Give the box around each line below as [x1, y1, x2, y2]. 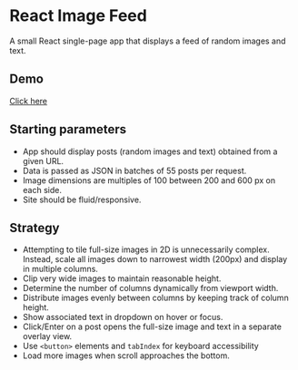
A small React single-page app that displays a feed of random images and [9, 35, 286, 46]
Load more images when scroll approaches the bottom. [22, 350, 230, 361]
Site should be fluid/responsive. [22, 194, 142, 205]
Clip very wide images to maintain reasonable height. [22, 273, 222, 284]
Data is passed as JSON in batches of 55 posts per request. [22, 165, 247, 176]
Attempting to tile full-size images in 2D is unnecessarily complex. [22, 244, 270, 255]
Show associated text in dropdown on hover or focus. [22, 312, 223, 323]
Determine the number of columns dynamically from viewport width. [22, 283, 279, 294]
